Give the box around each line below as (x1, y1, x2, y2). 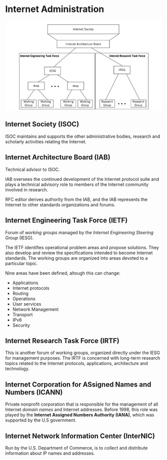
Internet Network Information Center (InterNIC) (5, 432, 155, 440)
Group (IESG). (5, 235, 34, 241)
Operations (12, 296, 36, 302)
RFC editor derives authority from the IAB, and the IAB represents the (5, 196, 148, 202)
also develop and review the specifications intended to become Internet (5, 250, 153, 256)
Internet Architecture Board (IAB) (5, 153, 111, 162)
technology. (5, 366, 30, 372)
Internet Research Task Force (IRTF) (5, 336, 119, 345)
